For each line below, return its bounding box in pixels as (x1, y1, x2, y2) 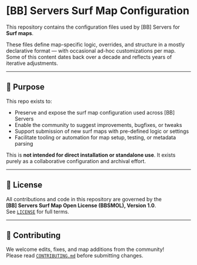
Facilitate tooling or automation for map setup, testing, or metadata (14, 133, 176, 141)
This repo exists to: (6, 98, 53, 105)
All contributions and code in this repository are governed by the (6, 195, 162, 202)
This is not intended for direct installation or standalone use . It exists (6, 151, 176, 159)
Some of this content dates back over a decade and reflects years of (6, 53, 172, 60)
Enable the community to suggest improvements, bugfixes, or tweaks (14, 121, 182, 128)
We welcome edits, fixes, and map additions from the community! (6, 246, 165, 253)
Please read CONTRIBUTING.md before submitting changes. (6, 252, 144, 259)
